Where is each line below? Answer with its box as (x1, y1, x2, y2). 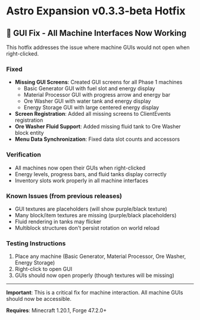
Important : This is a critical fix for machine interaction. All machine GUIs (6, 289, 183, 296)
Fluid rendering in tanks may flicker (14, 218, 102, 225)
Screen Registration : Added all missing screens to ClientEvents (14, 110, 171, 118)
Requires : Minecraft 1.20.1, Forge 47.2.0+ (6, 307, 107, 314)
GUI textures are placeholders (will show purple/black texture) (14, 205, 168, 213)
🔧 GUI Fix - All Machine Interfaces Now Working (6, 28, 186, 38)
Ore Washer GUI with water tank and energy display (23, 97, 151, 105)
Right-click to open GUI (14, 266, 73, 273)
